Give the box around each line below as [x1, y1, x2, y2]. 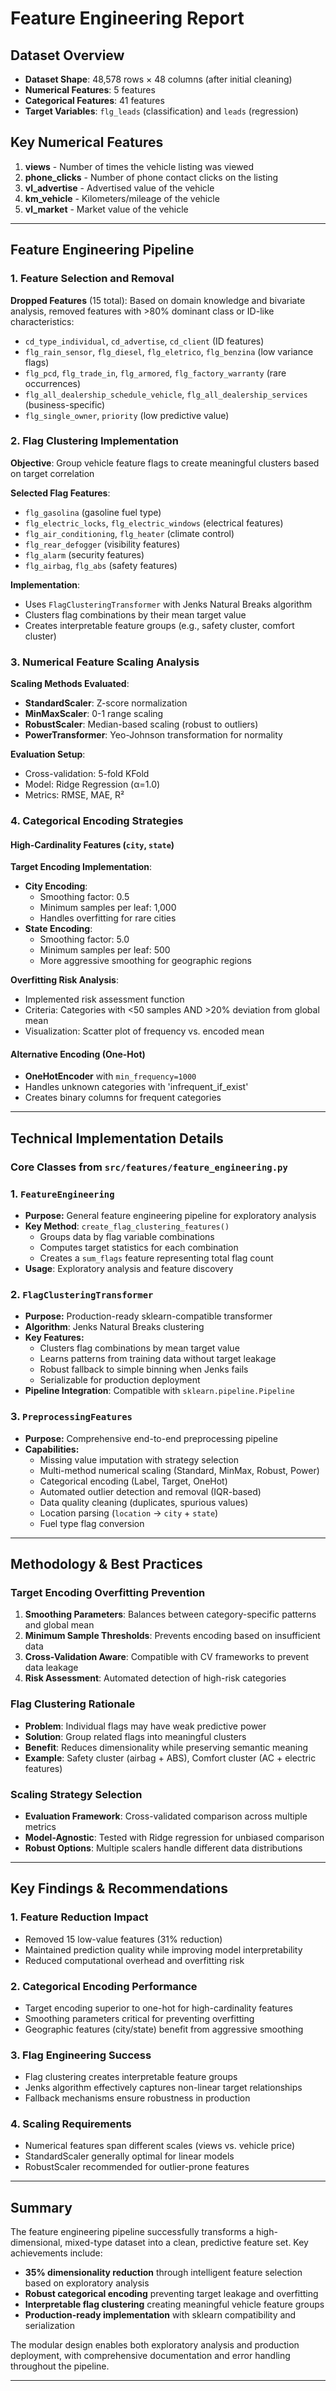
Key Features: [24, 1332, 85, 1344]
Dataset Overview [10, 47, 125, 64]
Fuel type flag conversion [39, 1517, 145, 1529]
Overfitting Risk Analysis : [10, 974, 119, 986]
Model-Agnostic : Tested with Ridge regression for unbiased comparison [24, 1831, 325, 1843]
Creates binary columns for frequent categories [24, 1092, 222, 1104]
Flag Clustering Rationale [10, 1697, 136, 1711]
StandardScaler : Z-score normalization [24, 697, 188, 709]
